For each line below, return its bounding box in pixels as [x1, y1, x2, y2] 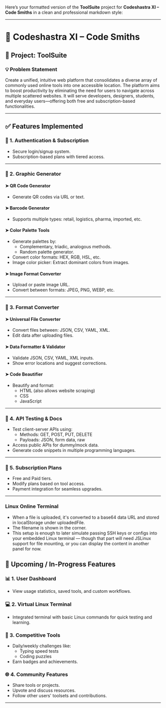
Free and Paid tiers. [12, 476, 52, 482]
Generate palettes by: [12, 238, 57, 244]
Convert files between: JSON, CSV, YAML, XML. [12, 327, 110, 333]
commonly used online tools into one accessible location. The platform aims [5, 82, 160, 88]
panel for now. [12, 546, 42, 552]
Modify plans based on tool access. [12, 481, 85, 487]
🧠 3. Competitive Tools [5, 631, 61, 638]
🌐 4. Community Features [5, 671, 68, 678]
